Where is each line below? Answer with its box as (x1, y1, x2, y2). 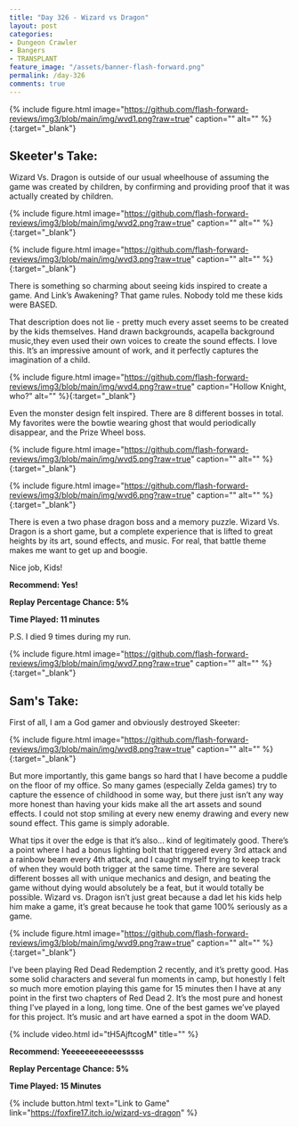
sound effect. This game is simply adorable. (9, 818, 170, 829)
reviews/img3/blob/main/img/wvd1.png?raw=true (9, 113, 190, 124)
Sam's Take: (9, 693, 79, 708)
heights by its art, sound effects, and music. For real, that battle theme (9, 535, 267, 546)
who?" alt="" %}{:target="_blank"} (9, 391, 136, 402)
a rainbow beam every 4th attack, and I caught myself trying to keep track (9, 854, 281, 865)
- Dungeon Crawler (9, 37, 77, 47)
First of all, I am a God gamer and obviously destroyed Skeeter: (9, 717, 240, 728)
